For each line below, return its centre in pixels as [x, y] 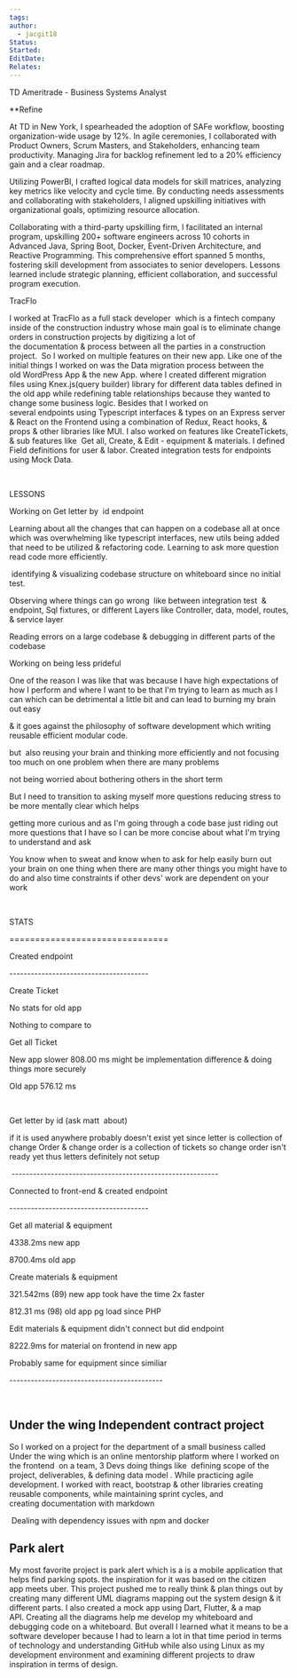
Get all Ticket [33, 1042]
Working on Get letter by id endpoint [77, 511]
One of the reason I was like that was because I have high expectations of [144, 680]
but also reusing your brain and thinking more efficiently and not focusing [144, 752]
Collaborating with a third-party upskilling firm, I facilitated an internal [136, 226]
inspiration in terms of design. [63, 1664]
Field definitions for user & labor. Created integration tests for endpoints [141, 450]
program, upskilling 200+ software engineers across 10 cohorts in [129, 236]
